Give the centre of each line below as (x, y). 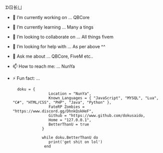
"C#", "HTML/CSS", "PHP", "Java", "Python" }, (62, 102)
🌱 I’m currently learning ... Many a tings (53, 27)
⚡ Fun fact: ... (26, 78)
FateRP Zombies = (66, 107)
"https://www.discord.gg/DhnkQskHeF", (53, 111)
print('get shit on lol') (75, 142)
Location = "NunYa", (70, 94)
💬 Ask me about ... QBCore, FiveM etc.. (53, 56)
